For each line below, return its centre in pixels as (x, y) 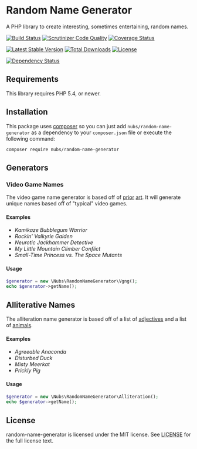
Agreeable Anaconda (40, 352)
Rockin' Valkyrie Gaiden (44, 237)
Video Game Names (35, 184)
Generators (27, 167)
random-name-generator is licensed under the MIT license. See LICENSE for (98, 435)
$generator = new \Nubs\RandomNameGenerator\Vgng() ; (72, 281)
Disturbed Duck (33, 358)
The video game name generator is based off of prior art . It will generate (94, 197)
